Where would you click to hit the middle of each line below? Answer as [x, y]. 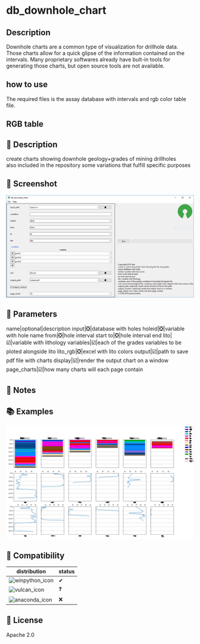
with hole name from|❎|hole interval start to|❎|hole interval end [84, 335]
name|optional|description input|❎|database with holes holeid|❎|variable [96, 329]
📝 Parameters [32, 314]
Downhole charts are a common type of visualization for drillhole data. [92, 47]
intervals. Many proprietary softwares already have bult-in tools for [88, 59]
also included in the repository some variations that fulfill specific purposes [99, 165]
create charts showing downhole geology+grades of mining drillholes [91, 159]
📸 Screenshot [32, 184]
